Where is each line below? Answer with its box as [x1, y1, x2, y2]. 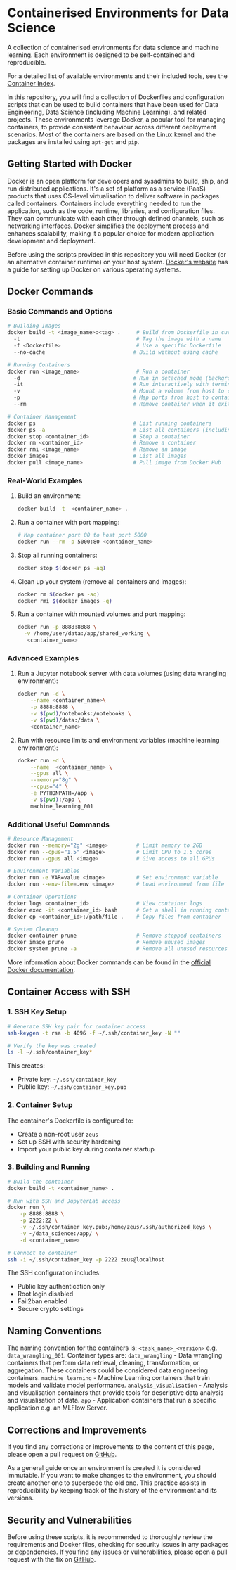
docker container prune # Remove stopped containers [7, 932, 221, 940]
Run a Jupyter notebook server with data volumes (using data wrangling [17, 670, 227, 678]
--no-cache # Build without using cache [13, 348, 218, 356]
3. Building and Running [7, 1162, 91, 1172]
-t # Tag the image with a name [13, 336, 221, 343]
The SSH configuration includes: [7, 1268, 102, 1277]
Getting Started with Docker [7, 158, 132, 170]
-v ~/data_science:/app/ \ [20, 1230, 99, 1237]
